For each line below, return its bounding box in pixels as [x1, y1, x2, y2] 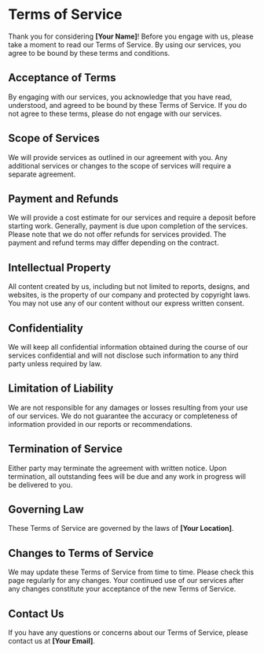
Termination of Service [8, 443, 123, 456]
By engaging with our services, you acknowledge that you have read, [8, 92, 233, 102]
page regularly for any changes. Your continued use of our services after [8, 576, 244, 585]
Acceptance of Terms [8, 71, 116, 84]
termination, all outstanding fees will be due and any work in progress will [8, 471, 246, 481]
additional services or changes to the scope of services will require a [8, 161, 232, 170]
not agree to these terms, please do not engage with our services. [8, 109, 222, 118]
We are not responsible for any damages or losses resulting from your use [8, 403, 248, 412]
